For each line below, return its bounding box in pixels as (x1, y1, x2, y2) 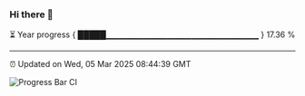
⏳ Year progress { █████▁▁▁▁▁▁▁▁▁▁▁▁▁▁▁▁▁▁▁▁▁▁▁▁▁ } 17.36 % (9, 29, 296, 40)
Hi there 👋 (9, 8, 54, 21)
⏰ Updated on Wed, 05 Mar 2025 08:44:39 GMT (9, 59, 192, 70)
